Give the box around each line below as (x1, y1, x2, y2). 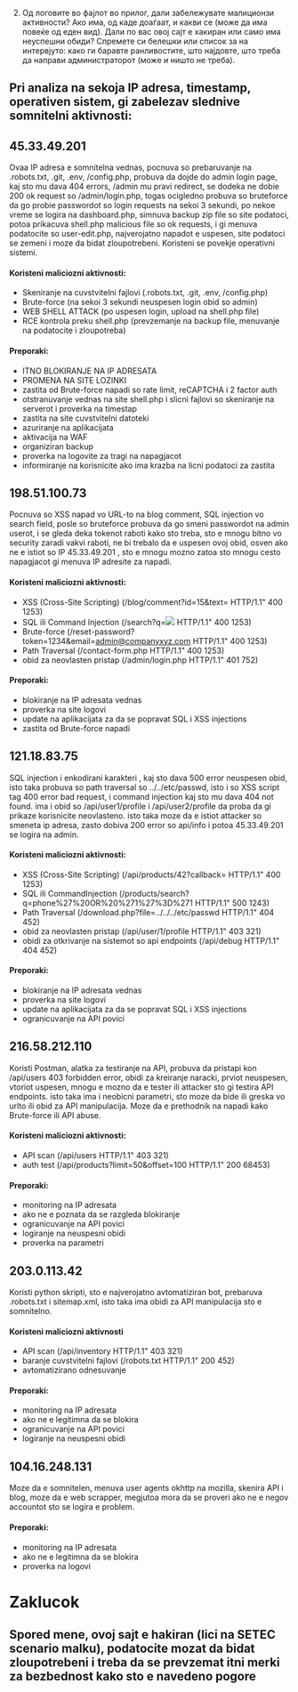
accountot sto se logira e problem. (9, 1502, 135, 1512)
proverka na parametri (21, 1237, 104, 1248)
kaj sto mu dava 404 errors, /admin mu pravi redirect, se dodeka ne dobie (9, 181, 280, 192)
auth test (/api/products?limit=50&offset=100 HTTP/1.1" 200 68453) (21, 1160, 270, 1171)
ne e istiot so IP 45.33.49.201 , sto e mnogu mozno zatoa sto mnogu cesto (9, 547, 281, 558)
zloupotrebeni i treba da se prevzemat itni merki (9, 1655, 280, 1671)
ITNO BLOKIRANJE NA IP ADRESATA (21, 365, 157, 376)
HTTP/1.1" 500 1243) (194, 898, 270, 908)
